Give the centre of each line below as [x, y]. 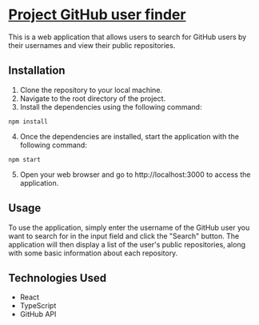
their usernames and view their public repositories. [92, 45]
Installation [37, 71]
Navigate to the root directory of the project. [93, 98]
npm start [25, 159]
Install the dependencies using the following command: [111, 106]
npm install [28, 122]
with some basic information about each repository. [93, 253]
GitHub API [38, 315]
